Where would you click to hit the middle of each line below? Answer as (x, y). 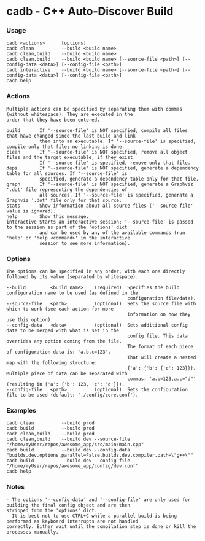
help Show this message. (48, 216)
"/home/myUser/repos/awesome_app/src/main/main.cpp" (75, 445)
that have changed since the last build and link (71, 136)
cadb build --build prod (51, 429)
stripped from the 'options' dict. (52, 510)
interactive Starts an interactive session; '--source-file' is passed (100, 222)
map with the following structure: (52, 363)
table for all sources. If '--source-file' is (67, 173)
